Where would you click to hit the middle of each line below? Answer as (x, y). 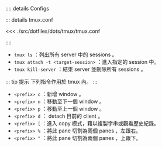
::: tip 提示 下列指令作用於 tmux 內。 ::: (51, 82)
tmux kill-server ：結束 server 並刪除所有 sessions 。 (80, 69)
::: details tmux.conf (30, 20)
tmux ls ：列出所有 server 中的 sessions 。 (66, 54)
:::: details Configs (27, 8)
